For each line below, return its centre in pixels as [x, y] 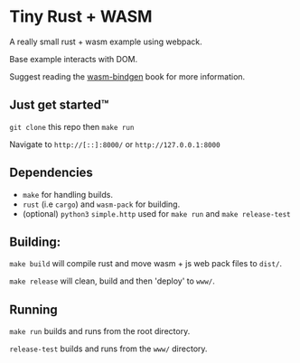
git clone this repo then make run [72, 126]
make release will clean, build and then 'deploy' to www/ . [112, 281]
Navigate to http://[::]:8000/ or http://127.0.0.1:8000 [115, 144]
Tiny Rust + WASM [81, 17]
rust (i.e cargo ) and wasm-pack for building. [101, 204]
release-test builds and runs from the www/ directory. [108, 349]
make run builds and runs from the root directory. [100, 331]
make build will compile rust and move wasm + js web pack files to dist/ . [146, 264]
